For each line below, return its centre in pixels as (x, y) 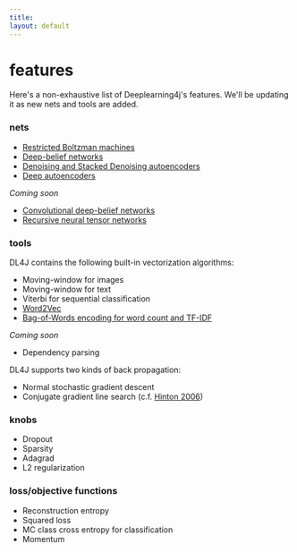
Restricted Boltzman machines (79, 147)
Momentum (43, 539)
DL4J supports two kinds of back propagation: (95, 370)
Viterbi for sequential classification (86, 299)
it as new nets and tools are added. (74, 105)
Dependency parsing (61, 352)
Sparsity (38, 449)
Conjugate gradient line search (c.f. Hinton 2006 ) (113, 397)
